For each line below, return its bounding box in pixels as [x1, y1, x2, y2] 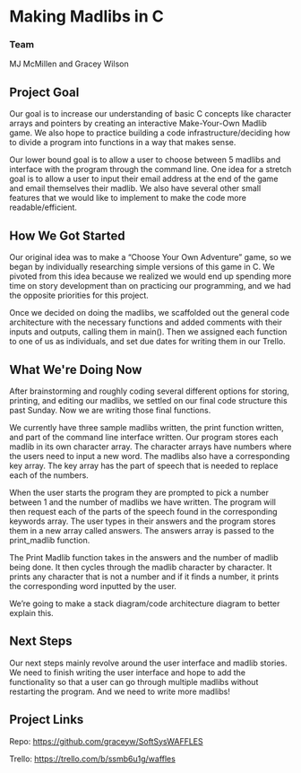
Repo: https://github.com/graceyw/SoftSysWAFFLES [9, 735, 203, 746]
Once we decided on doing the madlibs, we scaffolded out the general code [9, 308, 289, 318]
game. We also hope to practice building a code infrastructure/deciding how [9, 127, 291, 138]
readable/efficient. [9, 202, 78, 213]
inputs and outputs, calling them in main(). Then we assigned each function [9, 326, 288, 337]
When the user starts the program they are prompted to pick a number [9, 487, 269, 498]
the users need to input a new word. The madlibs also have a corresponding [9, 450, 290, 461]
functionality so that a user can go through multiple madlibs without [9, 676, 259, 687]
